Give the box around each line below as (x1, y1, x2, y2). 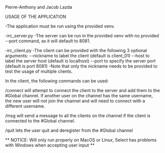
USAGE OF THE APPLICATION (5, 14, 66, 19)
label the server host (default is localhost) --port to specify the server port (5, 58, 156, 63)
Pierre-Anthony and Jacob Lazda (5, 4, 72, 10)
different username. (5, 103, 45, 109)
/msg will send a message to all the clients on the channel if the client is (5, 113, 151, 119)
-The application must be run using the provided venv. (5, 23, 115, 29)
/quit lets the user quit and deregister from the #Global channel (5, 127, 133, 133)
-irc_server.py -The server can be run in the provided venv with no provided (5, 33, 159, 38)
